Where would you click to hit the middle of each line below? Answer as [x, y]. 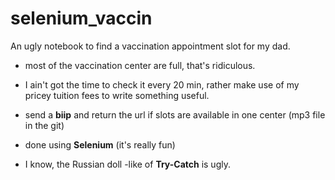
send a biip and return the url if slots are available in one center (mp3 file [175, 114]
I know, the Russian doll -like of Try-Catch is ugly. [127, 164]
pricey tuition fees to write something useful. [117, 95]
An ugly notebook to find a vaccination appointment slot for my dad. [150, 46]
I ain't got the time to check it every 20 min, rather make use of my [162, 84]
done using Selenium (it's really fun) [100, 144]
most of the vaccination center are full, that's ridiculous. [140, 65]
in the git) [44, 125]
